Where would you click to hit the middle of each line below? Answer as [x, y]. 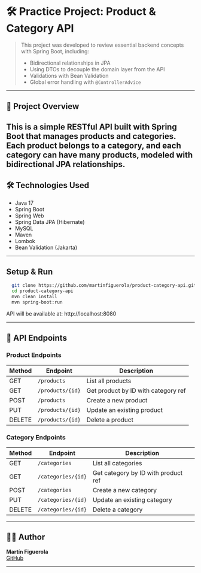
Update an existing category [132, 499]
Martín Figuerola [27, 551]
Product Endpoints [34, 355]
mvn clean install [35, 297]
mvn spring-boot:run [37, 302]
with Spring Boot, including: [55, 51]
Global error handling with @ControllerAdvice [85, 82]
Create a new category [125, 490]
